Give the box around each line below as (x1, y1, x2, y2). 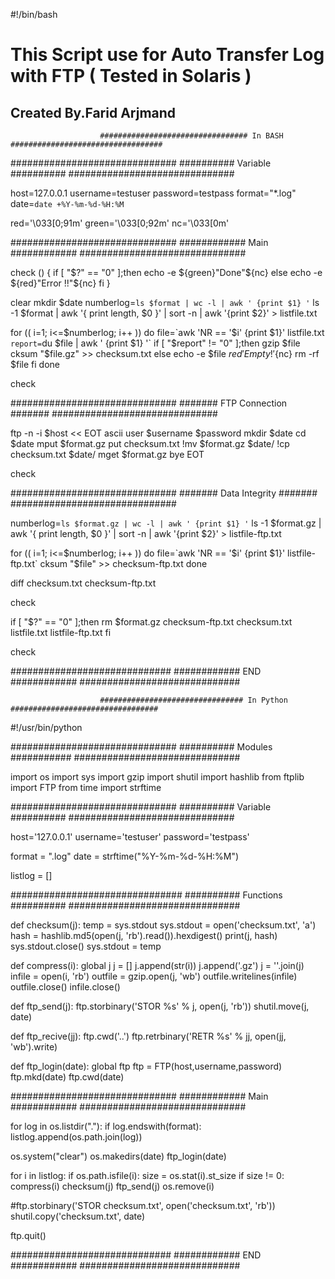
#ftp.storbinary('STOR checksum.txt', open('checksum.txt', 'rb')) (10, 1200, 276, 1211)
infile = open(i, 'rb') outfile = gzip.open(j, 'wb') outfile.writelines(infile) (10, 970, 298, 982)
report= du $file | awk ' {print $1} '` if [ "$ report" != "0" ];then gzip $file (10, 337, 301, 349)
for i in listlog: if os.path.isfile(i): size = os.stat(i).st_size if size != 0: (10, 1170, 285, 1181)
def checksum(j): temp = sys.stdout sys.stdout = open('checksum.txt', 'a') (10, 919, 317, 931)
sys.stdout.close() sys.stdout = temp (10, 940, 162, 952)
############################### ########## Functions (10, 889, 283, 901)
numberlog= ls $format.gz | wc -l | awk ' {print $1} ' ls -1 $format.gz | (10, 517, 322, 529)
